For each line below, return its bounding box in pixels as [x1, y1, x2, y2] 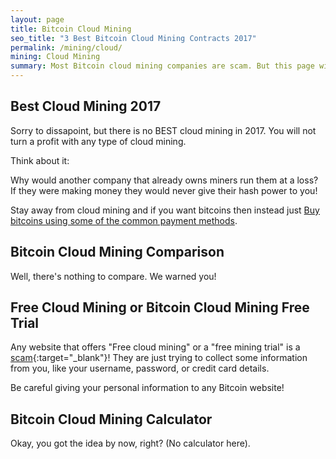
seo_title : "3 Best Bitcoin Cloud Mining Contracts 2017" [10, 33, 257, 43]
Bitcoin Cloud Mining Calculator [10, 411, 213, 428]
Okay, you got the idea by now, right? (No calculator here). [10, 437, 251, 450]
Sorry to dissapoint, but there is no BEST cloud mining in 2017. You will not [10, 124, 317, 136]
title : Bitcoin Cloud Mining [10, 24, 132, 34]
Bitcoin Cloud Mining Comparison [10, 244, 225, 261]
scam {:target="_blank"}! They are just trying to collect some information [10, 352, 308, 364]
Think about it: [10, 154, 70, 166]
